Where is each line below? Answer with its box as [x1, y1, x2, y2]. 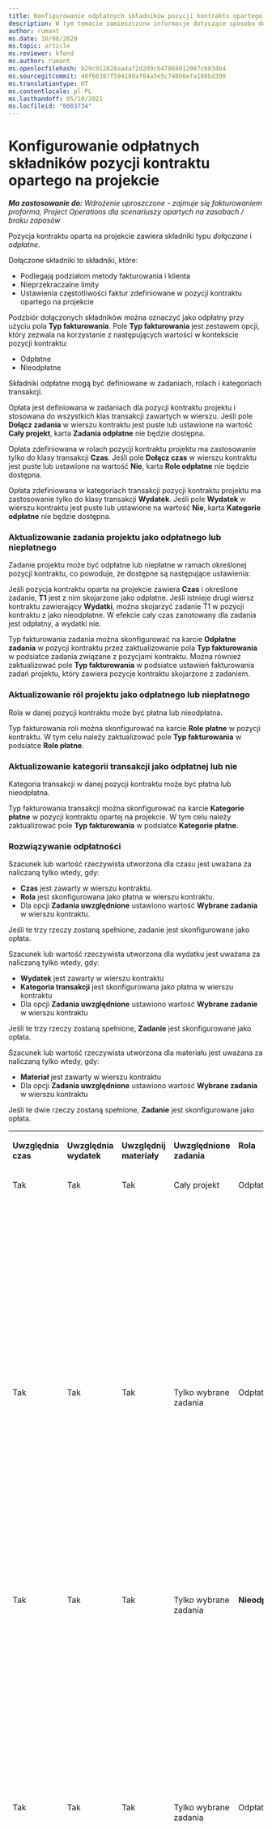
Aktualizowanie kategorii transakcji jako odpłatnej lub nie [8, 760, 238, 772]
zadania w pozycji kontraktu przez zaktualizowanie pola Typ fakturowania [8, 643, 257, 653]
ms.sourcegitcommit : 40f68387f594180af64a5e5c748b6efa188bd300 [8, 72, 227, 80]
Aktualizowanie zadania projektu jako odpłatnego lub [8, 531, 222, 542]
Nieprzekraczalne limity [19, 280, 100, 290]
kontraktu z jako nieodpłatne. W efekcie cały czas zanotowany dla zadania [8, 610, 257, 620]
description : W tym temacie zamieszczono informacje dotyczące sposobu [8, 19, 255, 28]
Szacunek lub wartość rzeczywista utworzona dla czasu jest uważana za [8, 859, 253, 869]
